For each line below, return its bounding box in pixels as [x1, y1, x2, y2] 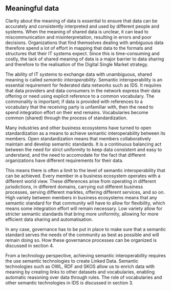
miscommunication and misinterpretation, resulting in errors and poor [5, 34, 152, 40]
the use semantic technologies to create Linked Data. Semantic [5, 258, 139, 264]
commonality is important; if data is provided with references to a [5, 98, 143, 105]
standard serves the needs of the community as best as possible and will [5, 232, 160, 238]
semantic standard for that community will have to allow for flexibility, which [5, 200, 165, 206]
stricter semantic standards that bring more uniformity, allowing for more [5, 211, 159, 217]
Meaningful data [5, 4, 59, 13]
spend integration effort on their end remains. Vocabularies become [5, 109, 148, 115]
